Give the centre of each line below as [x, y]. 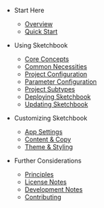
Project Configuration [56, 74]
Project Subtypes [50, 89]
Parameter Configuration [60, 82]
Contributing [43, 197]
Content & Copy [48, 139]
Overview [39, 24]
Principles [39, 174]
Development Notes [53, 190]
